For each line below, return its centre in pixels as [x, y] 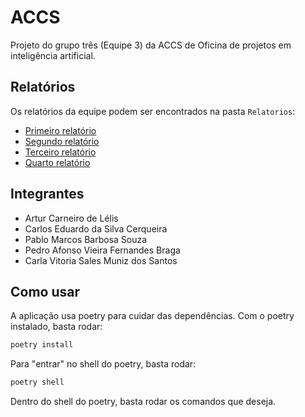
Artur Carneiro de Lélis [71, 218]
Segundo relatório [62, 141]
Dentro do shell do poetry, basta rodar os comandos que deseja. [143, 402]
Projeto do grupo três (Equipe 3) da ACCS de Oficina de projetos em [151, 45]
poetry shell [37, 382]
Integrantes [47, 194]
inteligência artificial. [53, 55]
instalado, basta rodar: [56, 327]
